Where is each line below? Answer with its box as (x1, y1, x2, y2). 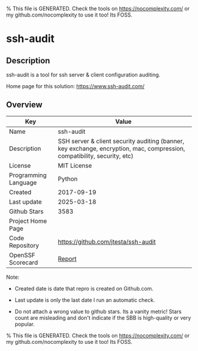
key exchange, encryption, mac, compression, (58, 144, 186, 153)
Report (58, 255, 77, 263)
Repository (9, 241, 39, 249)
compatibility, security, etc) (58, 152, 134, 160)
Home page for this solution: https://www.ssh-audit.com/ (6, 83, 145, 89)
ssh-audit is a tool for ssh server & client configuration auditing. (6, 71, 161, 78)
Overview (6, 100, 43, 110)
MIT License (58, 161, 93, 169)
